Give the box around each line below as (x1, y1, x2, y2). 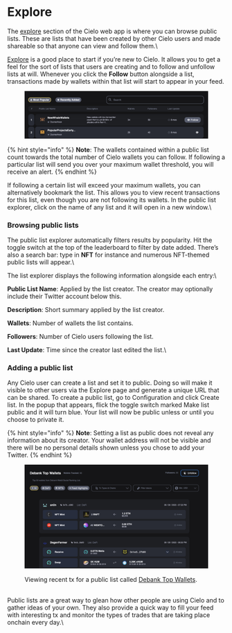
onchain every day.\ (7, 618, 64, 626)
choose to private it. (7, 416, 64, 424)
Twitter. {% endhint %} (7, 451, 73, 459)
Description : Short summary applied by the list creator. (7, 306, 165, 314)
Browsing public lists (7, 220, 80, 230)
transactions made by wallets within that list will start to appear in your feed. (7, 77, 224, 85)
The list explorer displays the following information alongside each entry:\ (7, 271, 217, 280)
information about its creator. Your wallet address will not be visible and (7, 437, 211, 445)
